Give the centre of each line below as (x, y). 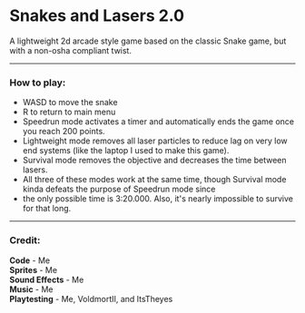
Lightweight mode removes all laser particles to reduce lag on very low (155, 141)
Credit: (25, 240)
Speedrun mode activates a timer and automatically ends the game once (158, 122)
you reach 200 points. (64, 132)
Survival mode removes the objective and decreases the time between (154, 161)
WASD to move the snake (70, 103)
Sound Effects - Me (47, 279)
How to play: (38, 83)
